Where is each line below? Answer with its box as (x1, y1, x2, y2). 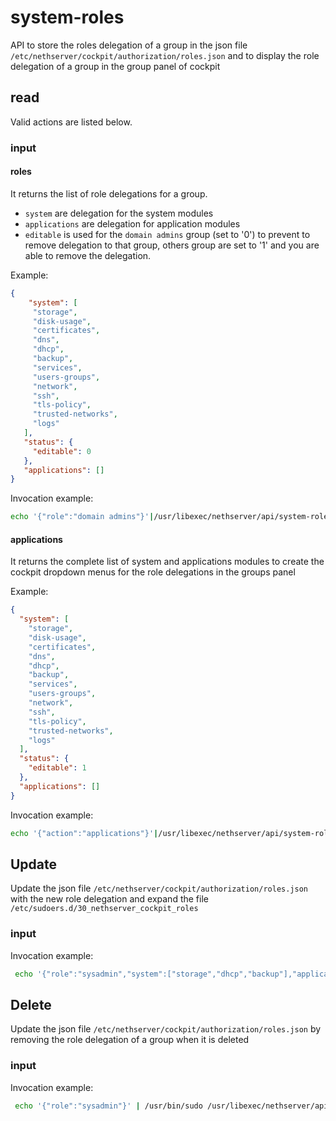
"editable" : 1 (28, 763, 87, 773)
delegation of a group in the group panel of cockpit (10, 60, 221, 72)
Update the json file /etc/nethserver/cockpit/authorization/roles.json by (10, 1023, 322, 1035)
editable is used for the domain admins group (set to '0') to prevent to (24, 228, 311, 240)
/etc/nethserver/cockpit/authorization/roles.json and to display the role (10, 49, 320, 61)
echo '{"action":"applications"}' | (10, 828, 159, 838)
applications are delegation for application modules (24, 217, 241, 230)
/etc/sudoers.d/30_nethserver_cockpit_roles (10, 904, 199, 914)
